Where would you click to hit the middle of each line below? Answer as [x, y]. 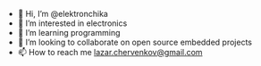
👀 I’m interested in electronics [72, 23]
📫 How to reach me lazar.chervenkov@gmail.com [110, 52]
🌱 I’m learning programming [69, 33]
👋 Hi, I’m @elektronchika [63, 14]
